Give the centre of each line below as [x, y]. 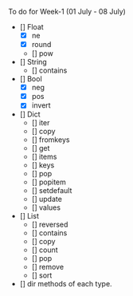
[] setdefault [52, 191]
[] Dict [30, 114]
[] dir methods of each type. [66, 284]
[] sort [42, 275]
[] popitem [49, 182]
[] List [29, 216]
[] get [41, 148]
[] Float [31, 27]
